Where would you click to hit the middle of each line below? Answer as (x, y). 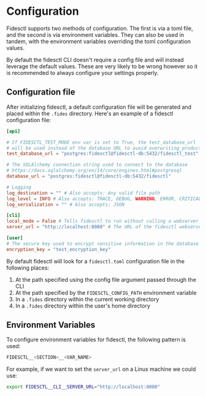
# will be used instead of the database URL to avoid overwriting (93, 148)
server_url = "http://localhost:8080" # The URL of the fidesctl (91, 227)
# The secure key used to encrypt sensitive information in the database (103, 244)
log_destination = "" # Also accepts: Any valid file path (83, 193)
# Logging (19, 187)
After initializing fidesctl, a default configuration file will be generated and (99, 107)
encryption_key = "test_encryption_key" (59, 249)
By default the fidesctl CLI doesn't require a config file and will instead (95, 60)
